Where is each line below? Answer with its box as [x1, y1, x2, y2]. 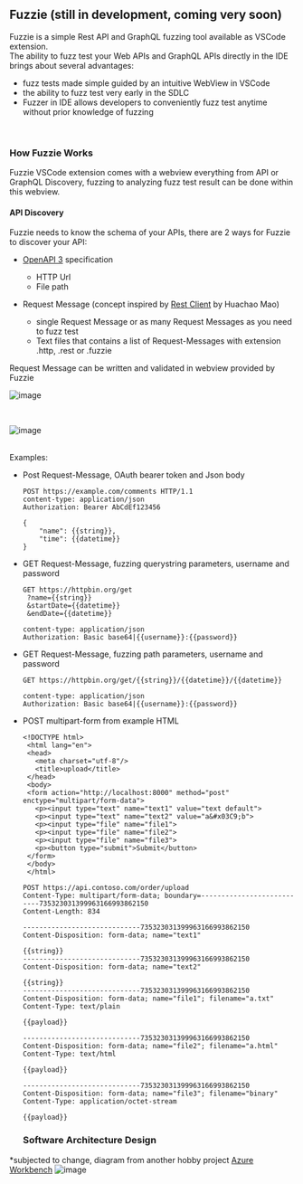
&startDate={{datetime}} [26, 601, 120, 611]
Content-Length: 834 [22, 907, 100, 916]
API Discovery [9, 207, 64, 218]
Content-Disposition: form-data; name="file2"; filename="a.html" [22, 1042, 279, 1051]
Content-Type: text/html [22, 1049, 117, 1059]
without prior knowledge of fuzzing [22, 106, 154, 117]
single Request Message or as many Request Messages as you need [35, 317, 292, 327]
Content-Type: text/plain [22, 1002, 120, 1011]
